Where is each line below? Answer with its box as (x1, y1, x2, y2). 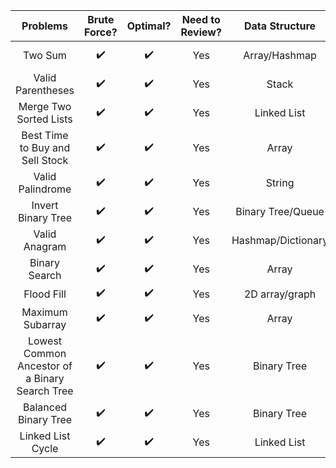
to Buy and (19, 141, 71, 154)
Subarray (23, 318, 67, 331)
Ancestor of (17, 359, 73, 373)
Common (23, 347, 67, 360)
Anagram (23, 240, 67, 253)
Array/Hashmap (243, 49, 317, 62)
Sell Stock (21, 154, 69, 167)
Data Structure (244, 19, 317, 33)
